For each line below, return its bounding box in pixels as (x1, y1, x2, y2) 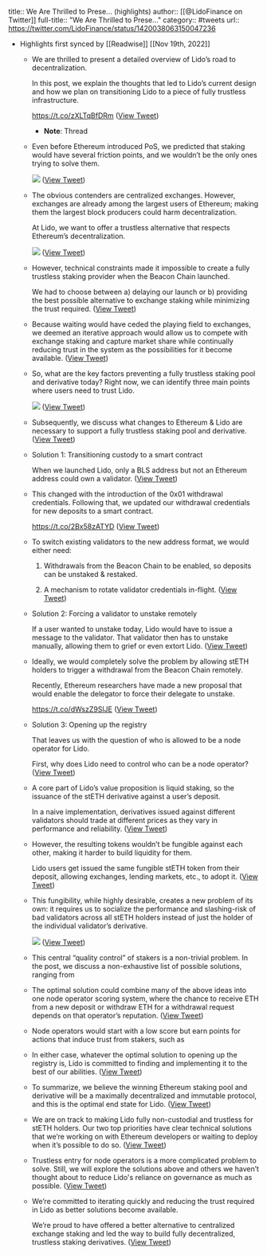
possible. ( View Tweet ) (31, 1181, 108, 1190)
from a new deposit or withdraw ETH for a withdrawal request (31, 1002, 235, 1011)
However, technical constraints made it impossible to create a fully (31, 263, 250, 273)
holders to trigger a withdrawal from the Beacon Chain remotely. (31, 665, 243, 674)
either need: (31, 546, 72, 555)
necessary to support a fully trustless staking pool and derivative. (31, 426, 247, 435)
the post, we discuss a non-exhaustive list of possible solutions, (31, 962, 242, 971)
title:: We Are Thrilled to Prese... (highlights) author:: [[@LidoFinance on (8, 7, 243, 16)
